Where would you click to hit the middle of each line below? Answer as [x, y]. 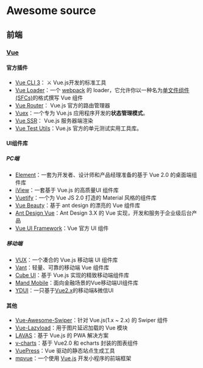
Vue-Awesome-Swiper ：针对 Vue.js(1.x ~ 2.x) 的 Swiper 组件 [91, 320]
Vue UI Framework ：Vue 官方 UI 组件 [62, 228]
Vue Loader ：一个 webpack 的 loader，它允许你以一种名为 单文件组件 [102, 90]
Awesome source [51, 11]
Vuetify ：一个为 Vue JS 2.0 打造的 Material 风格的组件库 [86, 198]
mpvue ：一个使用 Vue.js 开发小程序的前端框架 [73, 358]
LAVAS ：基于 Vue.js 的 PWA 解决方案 [62, 336]
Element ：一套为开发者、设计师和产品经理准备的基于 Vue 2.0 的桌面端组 [106, 175]
